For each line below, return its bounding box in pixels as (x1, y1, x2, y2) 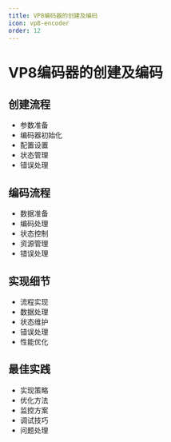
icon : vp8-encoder (8, 19, 70, 27)
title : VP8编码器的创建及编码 (8, 11, 98, 20)
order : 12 (8, 26, 42, 34)
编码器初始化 (19, 130, 62, 140)
